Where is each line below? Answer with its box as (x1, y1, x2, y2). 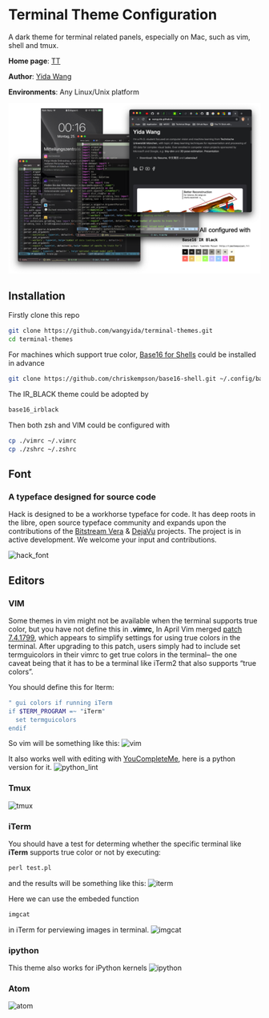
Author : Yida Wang (8, 71, 72, 81)
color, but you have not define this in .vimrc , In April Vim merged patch (8, 624, 243, 634)
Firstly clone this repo (8, 311, 80, 320)
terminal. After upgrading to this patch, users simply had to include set (8, 641, 241, 651)
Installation (8, 289, 66, 303)
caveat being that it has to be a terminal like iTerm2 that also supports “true (8, 658, 257, 667)
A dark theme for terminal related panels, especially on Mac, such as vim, (8, 32, 251, 42)
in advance (8, 359, 46, 368)
